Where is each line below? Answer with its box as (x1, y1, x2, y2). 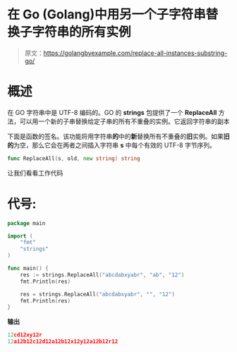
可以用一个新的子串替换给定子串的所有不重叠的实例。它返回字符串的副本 (19, 117, 230, 126)
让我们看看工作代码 (7, 169, 63, 177)
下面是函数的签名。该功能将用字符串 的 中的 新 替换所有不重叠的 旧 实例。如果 (7, 132, 224, 140)
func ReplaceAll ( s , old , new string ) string (7, 154, 140, 162)
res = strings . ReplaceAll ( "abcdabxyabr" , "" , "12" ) (20, 291, 175, 298)
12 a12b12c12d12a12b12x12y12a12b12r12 (7, 338, 119, 346)
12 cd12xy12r (7, 332, 42, 339)
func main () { (7, 265, 49, 272)
